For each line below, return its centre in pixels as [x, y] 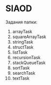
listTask [20, 52]
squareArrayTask [29, 37]
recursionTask [26, 57]
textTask [21, 78]
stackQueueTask [29, 63]
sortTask [21, 68]
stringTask [23, 42]
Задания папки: [21, 22]
